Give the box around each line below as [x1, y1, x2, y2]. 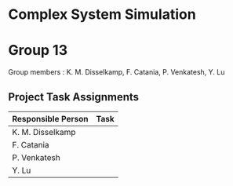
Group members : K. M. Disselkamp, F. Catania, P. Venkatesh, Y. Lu [8, 67, 225, 77]
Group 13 [8, 42, 68, 60]
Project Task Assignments [8, 90, 140, 104]
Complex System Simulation [8, 5, 196, 24]
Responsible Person [12, 113, 89, 124]
